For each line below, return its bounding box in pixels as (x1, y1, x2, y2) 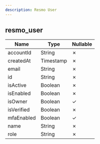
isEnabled (7, 90, 31, 97)
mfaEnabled (7, 114, 36, 121)
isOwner (7, 98, 27, 105)
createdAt (7, 57, 31, 64)
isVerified (7, 106, 30, 113)
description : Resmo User (5, 7, 57, 13)
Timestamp (40, 57, 67, 64)
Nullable (71, 41, 92, 48)
